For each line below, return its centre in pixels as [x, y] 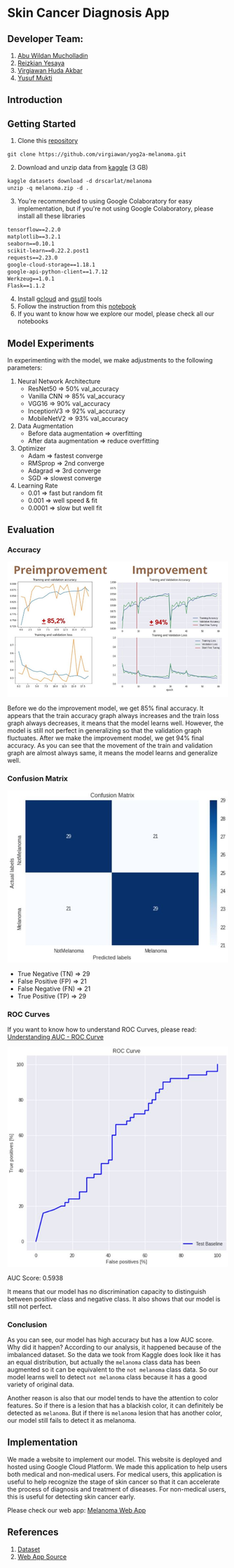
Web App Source [42, 1556]
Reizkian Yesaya [41, 63]
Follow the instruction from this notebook [77, 306]
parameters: [25, 368]
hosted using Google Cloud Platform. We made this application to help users [117, 1466]
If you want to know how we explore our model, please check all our [116, 314]
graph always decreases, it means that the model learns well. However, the [116, 723]
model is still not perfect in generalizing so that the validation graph [104, 731]
